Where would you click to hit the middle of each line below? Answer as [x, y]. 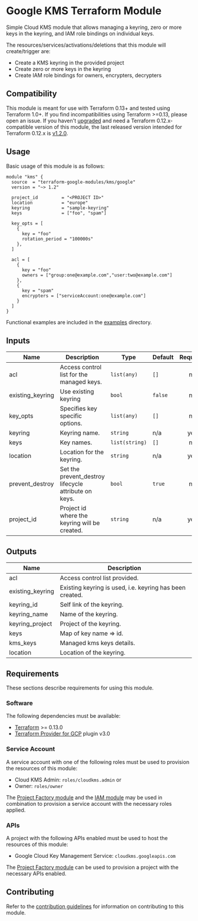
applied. [16, 810]
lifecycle [72, 484]
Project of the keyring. [90, 624]
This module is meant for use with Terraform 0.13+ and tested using [88, 108]
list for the [74, 375]
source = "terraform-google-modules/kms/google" [73, 182]
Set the [70, 469]
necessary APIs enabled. [36, 873]
